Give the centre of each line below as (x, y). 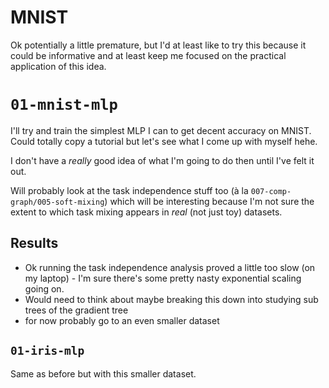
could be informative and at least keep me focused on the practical (148, 55)
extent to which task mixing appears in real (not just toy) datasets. (146, 212)
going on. (44, 288)
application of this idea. (58, 66)
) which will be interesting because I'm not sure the (209, 201)
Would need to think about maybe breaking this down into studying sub (171, 299)
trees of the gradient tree (76, 310)
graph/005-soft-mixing (57, 202)
